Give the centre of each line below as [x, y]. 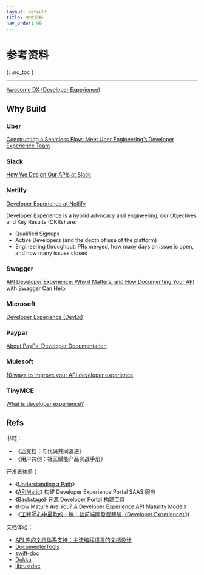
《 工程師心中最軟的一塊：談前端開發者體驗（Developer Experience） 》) [102, 514]
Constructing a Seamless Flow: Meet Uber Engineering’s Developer [90, 139]
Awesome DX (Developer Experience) [53, 90]
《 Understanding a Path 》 [45, 484]
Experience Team [28, 146]
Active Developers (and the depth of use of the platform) [86, 240]
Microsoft [21, 304]
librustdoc [28, 566]
